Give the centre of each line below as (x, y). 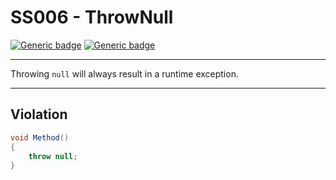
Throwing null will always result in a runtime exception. (124, 73)
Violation (39, 114)
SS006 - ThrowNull (92, 17)
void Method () (40, 137)
